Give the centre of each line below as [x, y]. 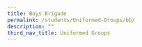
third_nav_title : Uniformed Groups [59, 33]
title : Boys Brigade [37, 13]
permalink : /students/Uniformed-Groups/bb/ [71, 20]
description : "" [31, 26]
